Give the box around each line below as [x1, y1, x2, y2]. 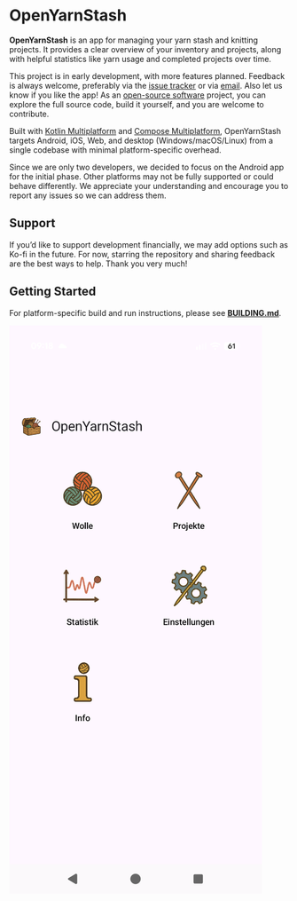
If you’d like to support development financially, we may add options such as [9, 239, 288, 249]
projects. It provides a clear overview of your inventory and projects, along [9, 43, 282, 54]
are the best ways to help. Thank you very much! [9, 258, 188, 269]
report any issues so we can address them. [9, 190, 167, 201]
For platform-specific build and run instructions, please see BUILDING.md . [9, 307, 282, 318]
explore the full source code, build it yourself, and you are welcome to [9, 99, 264, 109]
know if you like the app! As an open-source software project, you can [9, 90, 266, 100]
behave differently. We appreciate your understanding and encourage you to [9, 180, 289, 191]
